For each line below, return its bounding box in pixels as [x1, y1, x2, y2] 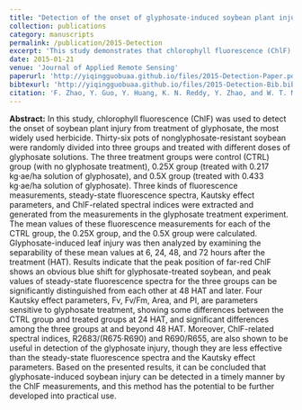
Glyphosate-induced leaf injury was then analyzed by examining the [9, 237, 262, 248]
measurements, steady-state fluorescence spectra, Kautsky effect [9, 190, 254, 201]
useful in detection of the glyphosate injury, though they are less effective [9, 343, 283, 353]
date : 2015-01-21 [9, 55, 75, 64]
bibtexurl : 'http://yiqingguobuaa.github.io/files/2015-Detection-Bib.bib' [9, 80, 299, 89]
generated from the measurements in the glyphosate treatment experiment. [9, 209, 289, 219]
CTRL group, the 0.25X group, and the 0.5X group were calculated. [9, 227, 258, 238]
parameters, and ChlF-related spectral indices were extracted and [9, 199, 254, 209]
